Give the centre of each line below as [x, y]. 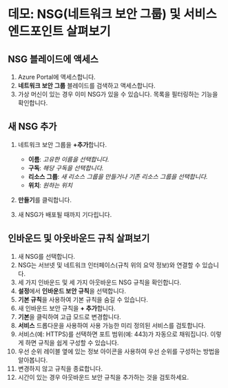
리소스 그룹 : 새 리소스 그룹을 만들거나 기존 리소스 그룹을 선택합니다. [118, 176]
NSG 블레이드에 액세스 [53, 59]
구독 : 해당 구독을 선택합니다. [66, 168]
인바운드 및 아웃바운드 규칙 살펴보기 [79, 239]
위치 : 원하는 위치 [50, 185]
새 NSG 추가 [32, 127]
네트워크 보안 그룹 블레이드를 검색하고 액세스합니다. [86, 86]
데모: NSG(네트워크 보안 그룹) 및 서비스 [112, 14]
